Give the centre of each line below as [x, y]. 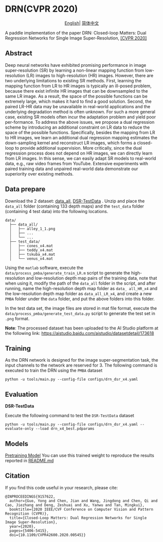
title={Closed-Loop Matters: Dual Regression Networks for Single [78, 518]
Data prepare [25, 189]
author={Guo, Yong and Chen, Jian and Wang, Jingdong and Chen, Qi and [84, 501]
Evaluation [21, 394]
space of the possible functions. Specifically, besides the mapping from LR [80, 132]
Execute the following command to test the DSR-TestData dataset [70, 416]
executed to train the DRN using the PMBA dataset [54, 370]
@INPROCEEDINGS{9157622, [30, 496]
